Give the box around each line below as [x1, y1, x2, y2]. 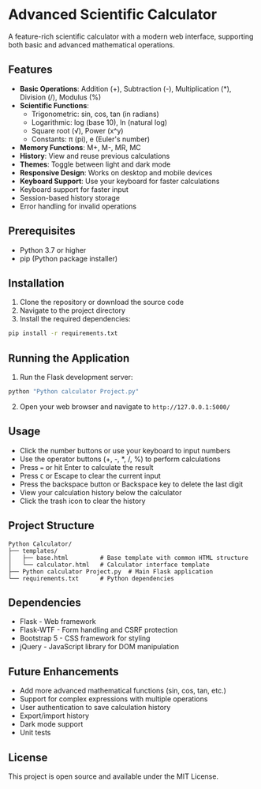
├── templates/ [8, 547, 58, 554]
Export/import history [19, 711, 89, 720]
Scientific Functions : [19, 100, 89, 110]
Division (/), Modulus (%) [19, 92, 102, 102]
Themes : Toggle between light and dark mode [19, 160, 171, 169]
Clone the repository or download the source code [19, 298, 184, 307]
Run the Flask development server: [19, 373, 133, 382]
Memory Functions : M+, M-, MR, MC [19, 142, 142, 152]
